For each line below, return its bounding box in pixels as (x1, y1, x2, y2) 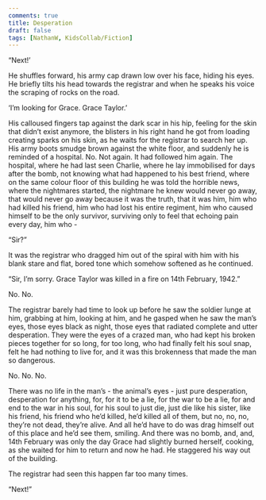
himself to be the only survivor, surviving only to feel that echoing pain (8, 211, 239, 221)
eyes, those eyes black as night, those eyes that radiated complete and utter (8, 322, 258, 332)
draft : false (8, 26, 52, 34)
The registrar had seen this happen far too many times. (8, 469, 188, 479)
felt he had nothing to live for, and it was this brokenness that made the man (8, 347, 256, 357)
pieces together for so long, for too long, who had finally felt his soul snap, (8, 339, 252, 348)
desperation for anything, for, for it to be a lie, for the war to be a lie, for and (8, 394, 256, 405)
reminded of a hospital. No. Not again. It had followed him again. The (8, 152, 233, 162)
